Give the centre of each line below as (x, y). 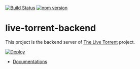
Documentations (30, 61)
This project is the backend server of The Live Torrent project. (70, 42)
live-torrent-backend (51, 28)
